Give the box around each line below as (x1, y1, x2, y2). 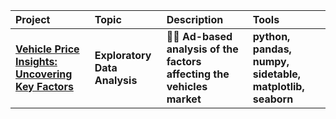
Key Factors (15, 80, 74, 93)
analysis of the (166, 42, 239, 56)
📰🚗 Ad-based (166, 30, 233, 43)
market (166, 92, 202, 106)
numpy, (252, 55, 290, 68)
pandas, (252, 42, 292, 56)
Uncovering (15, 67, 73, 81)
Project (15, 13, 51, 26)
